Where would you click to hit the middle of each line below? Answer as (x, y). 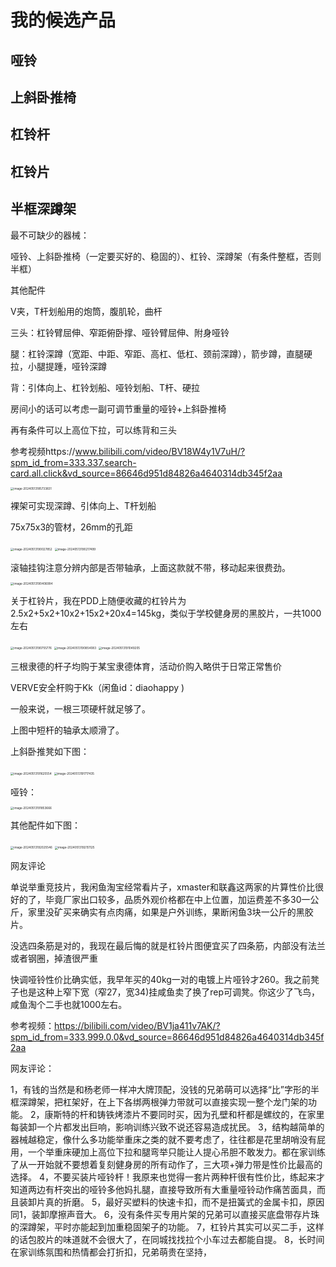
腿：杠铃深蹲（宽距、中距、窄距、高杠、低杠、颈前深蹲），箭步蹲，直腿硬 (161, 353)
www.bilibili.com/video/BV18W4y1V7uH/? (160, 451)
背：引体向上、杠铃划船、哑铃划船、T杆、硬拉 (105, 387)
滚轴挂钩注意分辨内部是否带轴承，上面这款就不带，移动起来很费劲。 (150, 567)
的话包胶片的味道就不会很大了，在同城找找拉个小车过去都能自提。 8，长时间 (167, 1240)
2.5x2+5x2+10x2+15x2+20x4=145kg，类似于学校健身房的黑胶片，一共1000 (166, 613)
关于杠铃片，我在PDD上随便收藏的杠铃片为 (98, 601)
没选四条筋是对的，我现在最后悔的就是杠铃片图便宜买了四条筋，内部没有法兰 (168, 946)
